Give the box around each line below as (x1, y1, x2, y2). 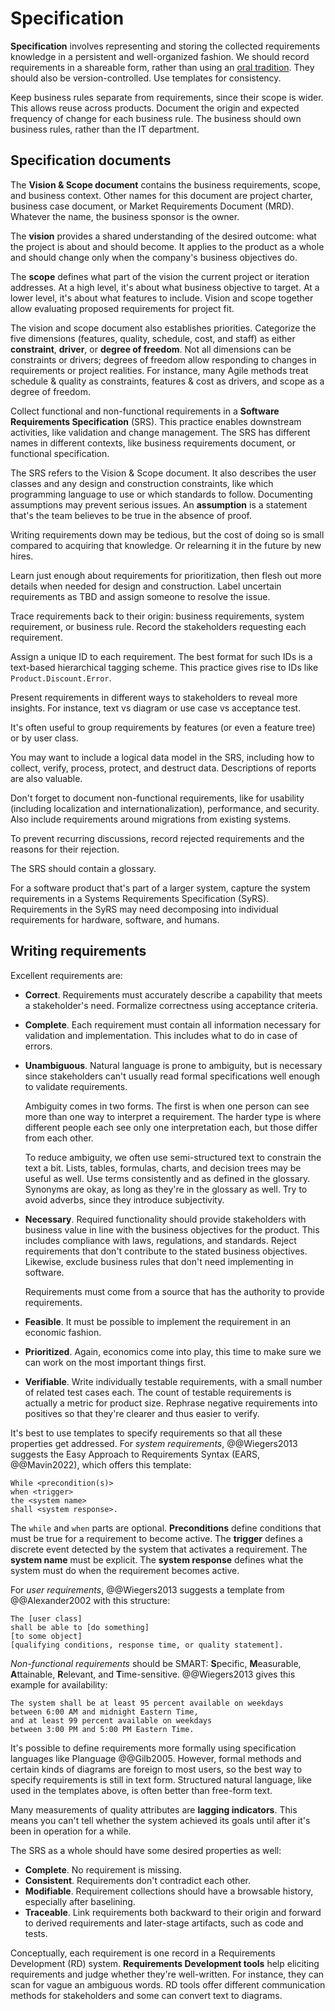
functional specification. (10, 447, 110, 459)
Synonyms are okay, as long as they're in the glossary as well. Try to (24, 1183, 308, 1195)
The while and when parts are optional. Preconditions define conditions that (10, 1522, 322, 1534)
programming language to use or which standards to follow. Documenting (10, 488, 313, 500)
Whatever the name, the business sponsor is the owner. (10, 210, 240, 222)
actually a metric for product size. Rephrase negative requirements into (24, 1397, 318, 1409)
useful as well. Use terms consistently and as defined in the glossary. (24, 1172, 311, 1184)
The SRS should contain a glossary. (10, 862, 157, 874)
